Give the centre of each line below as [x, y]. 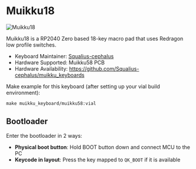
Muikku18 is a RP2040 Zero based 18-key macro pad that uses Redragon [95, 38]
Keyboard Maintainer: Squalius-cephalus [64, 56]
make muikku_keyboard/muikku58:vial [51, 103]
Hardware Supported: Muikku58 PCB [60, 62]
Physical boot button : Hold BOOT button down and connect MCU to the [102, 147]
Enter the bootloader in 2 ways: [44, 135]
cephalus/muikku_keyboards [49, 75]
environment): [23, 92]
